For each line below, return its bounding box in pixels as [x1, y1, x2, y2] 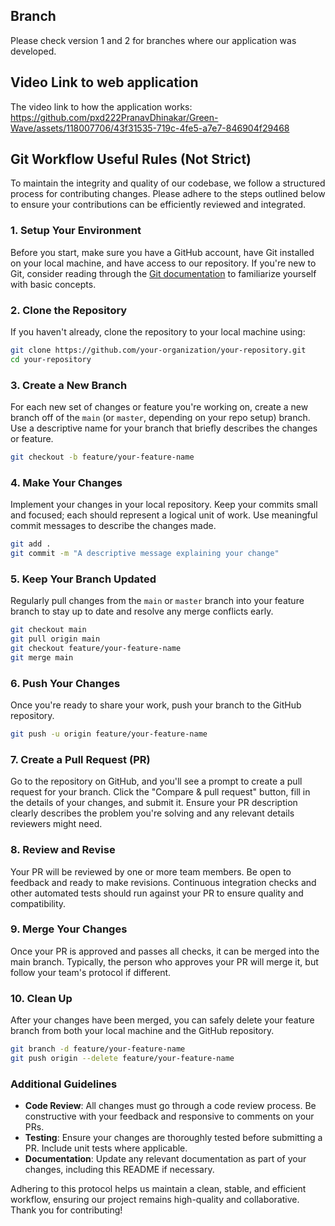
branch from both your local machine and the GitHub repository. [10, 1025, 275, 1037]
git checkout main [10, 625, 87, 635]
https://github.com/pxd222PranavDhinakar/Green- [10, 111, 219, 123]
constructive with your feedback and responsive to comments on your [24, 1110, 315, 1123]
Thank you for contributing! [10, 1204, 123, 1216]
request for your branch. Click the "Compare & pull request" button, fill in [10, 786, 311, 798]
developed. [10, 45, 57, 57]
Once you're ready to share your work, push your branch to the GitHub [10, 699, 302, 711]
